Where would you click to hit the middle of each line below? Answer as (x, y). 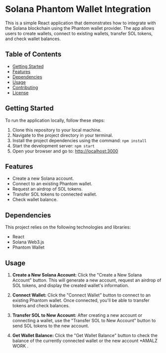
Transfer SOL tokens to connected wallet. (55, 194)
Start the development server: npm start (54, 145)
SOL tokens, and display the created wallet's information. (71, 285)
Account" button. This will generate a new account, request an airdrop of (87, 280)
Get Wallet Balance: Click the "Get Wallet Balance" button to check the (85, 335)
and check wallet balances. (33, 39)
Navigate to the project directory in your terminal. (62, 135)
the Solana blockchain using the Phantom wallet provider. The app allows (80, 28)
